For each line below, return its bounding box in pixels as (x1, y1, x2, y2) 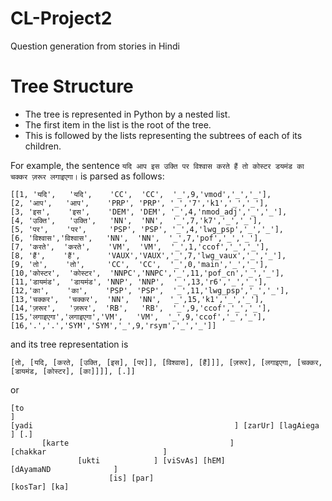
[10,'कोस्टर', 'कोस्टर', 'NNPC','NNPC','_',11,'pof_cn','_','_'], (10, 268, 285, 278)
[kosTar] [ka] (10, 482, 70, 492)
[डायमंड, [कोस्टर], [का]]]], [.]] (10, 366, 136, 376)
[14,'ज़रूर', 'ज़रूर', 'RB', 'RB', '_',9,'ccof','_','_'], (10, 303, 272, 313)
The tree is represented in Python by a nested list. (24, 108, 231, 120)
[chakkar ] (10, 447, 168, 457)
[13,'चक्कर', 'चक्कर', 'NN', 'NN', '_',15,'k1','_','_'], (10, 294, 265, 304)
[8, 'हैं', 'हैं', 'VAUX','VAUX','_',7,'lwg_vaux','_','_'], (10, 250, 287, 261)
